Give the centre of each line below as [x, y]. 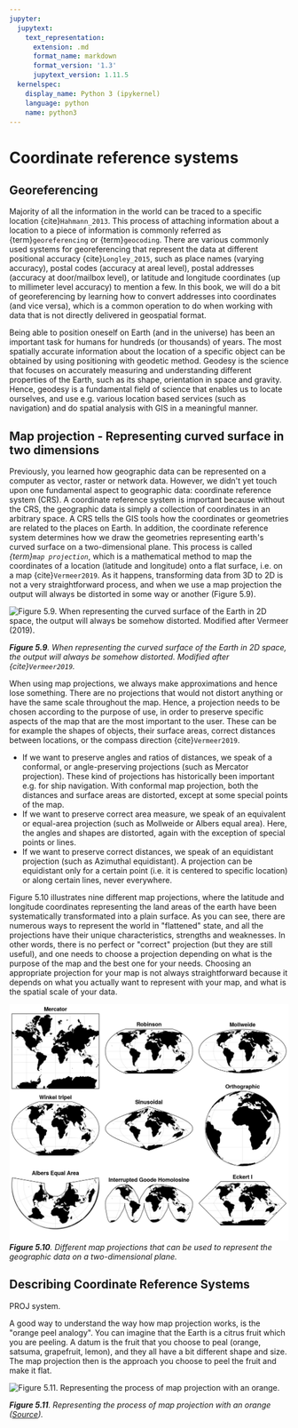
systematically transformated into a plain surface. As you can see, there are [147, 916]
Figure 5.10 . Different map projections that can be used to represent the [141, 1247]
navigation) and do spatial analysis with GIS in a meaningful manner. [134, 408]
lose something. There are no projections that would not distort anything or [146, 693]
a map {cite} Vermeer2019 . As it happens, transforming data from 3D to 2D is [146, 575]
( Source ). [27, 1414]
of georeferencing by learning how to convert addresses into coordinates [143, 297]
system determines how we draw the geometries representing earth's [137, 538]
